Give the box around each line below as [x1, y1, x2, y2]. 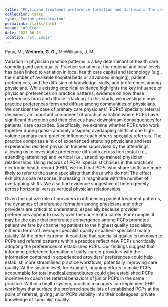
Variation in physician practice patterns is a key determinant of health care [5, 58, 158, 64]
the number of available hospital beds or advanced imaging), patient [5, 74, 146, 80]
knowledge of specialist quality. [5, 296, 70, 302]
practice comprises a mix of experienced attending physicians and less [5, 138, 152, 144]
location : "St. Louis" [5, 35, 52, 40]
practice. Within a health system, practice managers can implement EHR [5, 280, 154, 286]
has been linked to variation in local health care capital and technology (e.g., [5, 69, 162, 75]
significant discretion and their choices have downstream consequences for [5, 117, 162, 123]
